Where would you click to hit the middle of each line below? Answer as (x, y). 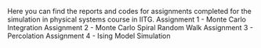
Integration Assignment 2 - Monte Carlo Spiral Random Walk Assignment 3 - (130, 27)
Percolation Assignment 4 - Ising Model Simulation (89, 36)
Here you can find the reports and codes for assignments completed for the (129, 11)
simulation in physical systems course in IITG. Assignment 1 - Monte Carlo (127, 19)
